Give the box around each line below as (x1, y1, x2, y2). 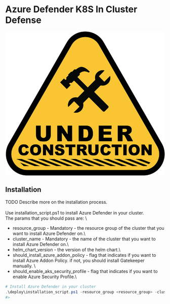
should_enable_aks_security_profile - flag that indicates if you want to (12, 268, 158, 274)
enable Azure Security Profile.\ (12, 273, 77, 280)
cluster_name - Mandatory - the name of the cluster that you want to (12, 235, 156, 242)
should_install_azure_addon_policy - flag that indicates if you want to (12, 252, 156, 258)
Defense (5, 14, 41, 26)
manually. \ (12, 263, 36, 269)
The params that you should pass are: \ (5, 215, 87, 221)
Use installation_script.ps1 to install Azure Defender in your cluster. (5, 209, 144, 216)
